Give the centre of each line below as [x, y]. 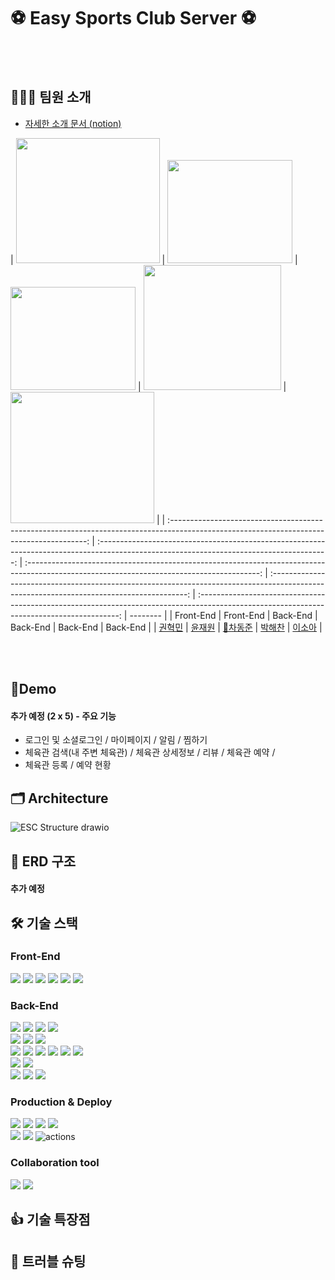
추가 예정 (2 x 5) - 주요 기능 [63, 716]
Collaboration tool [55, 1163]
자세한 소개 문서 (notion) [73, 123]
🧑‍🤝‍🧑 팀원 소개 [51, 97]
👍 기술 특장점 [50, 1220]
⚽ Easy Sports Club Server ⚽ [133, 18]
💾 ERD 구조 [43, 861]
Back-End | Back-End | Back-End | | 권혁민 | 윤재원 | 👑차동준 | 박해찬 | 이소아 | [166, 627]
